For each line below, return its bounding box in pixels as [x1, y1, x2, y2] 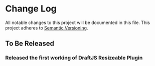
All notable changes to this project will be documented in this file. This [5, 19, 150, 25]
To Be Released [5, 39, 54, 48]
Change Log [5, 3, 57, 14]
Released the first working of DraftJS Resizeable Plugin [5, 54, 143, 61]
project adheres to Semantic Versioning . [5, 24, 88, 30]
